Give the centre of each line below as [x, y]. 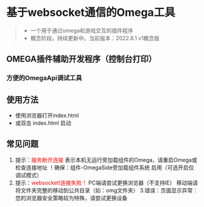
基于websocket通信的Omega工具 [91, 12]
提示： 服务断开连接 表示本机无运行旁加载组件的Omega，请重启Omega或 [106, 160]
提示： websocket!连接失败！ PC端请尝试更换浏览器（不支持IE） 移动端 [104, 183]
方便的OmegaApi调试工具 [44, 78]
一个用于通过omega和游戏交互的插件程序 [82, 30]
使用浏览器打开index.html [47, 116]
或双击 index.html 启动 [43, 123]
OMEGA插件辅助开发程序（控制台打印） [82, 59]
